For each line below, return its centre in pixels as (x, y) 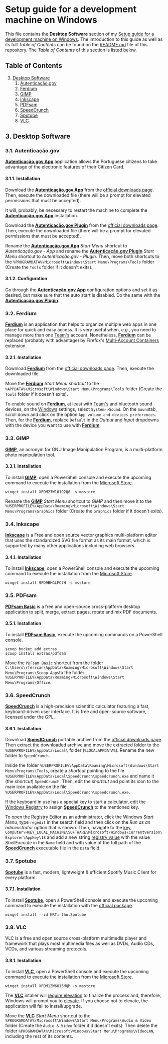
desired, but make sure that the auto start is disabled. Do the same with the (83, 295)
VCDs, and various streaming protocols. (46, 949)
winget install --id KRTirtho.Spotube (46, 915)
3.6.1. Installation (23, 728)
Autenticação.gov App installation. (42, 215)
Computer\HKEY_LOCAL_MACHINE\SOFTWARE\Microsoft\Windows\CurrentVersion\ (84, 833)
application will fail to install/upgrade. (44, 1006)
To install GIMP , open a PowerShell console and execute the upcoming (78, 477)
